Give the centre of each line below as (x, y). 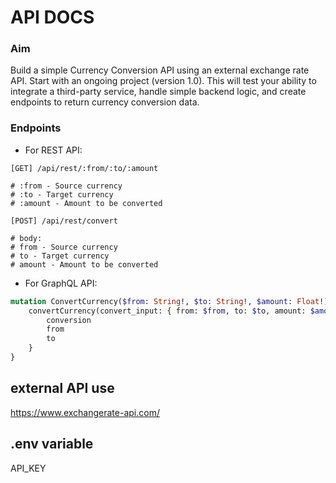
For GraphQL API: (61, 283)
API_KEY (28, 468)
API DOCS (52, 17)
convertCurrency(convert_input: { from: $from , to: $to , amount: (167, 311)
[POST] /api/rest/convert (64, 221)
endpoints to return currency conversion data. (105, 102)
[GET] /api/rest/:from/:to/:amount (84, 168)
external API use (62, 388)
